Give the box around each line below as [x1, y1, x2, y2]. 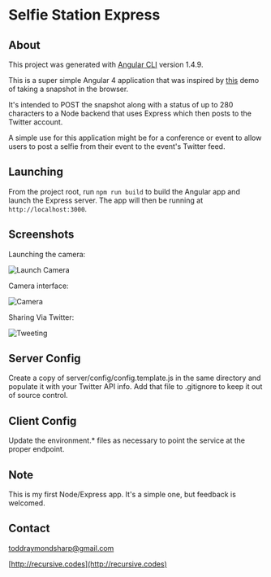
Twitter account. [8, 117, 63, 127]
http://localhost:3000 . [8, 203, 88, 213]
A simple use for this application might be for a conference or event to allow [8, 133, 262, 142]
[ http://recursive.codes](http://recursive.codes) [8, 559, 168, 569]
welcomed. [8, 498, 46, 508]
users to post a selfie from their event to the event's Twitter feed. [8, 142, 226, 151]
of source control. [8, 391, 68, 400]
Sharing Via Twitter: [8, 312, 75, 322]
